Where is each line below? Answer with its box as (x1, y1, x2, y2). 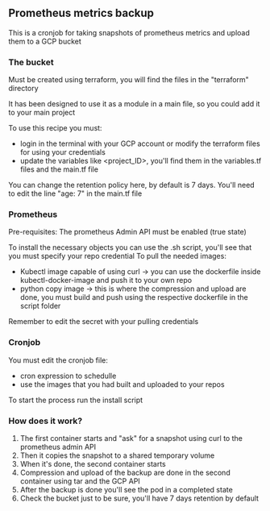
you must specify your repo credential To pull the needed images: (8, 251, 227, 261)
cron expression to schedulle (19, 371, 117, 380)
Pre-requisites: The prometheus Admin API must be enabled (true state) (8, 227, 247, 237)
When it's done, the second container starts (19, 459, 167, 468)
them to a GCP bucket (8, 36, 82, 46)
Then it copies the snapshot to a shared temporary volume (19, 451, 215, 460)
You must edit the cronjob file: (8, 355, 109, 365)
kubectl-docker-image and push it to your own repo (19, 276, 192, 285)
